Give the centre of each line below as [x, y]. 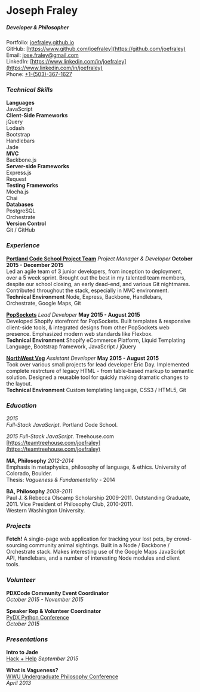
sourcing [17, 545]
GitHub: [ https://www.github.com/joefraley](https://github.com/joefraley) [96, 49]
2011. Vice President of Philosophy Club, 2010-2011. [70, 504]
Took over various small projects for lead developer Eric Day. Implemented [98, 364]
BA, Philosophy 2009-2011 [39, 491]
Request [16, 179]
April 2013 [19, 682]
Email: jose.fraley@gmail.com [42, 55]
